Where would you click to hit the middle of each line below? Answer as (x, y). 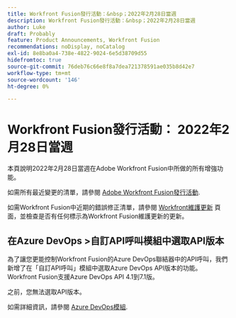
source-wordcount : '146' (44, 80)
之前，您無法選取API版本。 (47, 292)
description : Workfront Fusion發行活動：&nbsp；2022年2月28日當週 (102, 21)
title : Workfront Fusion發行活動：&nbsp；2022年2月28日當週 (92, 14)
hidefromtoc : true (34, 60)
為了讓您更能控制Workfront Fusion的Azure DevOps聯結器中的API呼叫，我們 (118, 259)
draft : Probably (31, 34)
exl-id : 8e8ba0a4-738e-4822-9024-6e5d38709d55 (77, 54)
